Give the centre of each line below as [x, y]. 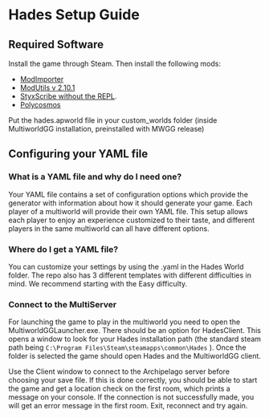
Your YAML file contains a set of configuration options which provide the [128, 194]
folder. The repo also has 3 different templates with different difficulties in [130, 275]
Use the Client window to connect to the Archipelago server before [119, 371]
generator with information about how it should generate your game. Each [130, 203]
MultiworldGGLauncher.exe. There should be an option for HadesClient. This [134, 331]
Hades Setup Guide [74, 15]
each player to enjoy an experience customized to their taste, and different [132, 220]
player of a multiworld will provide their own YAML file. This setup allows [128, 211]
